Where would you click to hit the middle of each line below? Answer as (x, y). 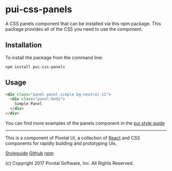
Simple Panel (28, 104)
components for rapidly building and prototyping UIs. (61, 143)
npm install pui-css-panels (35, 67)
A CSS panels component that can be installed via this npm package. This (83, 24)
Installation (24, 45)
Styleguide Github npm (29, 153)
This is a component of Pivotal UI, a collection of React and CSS (73, 138)
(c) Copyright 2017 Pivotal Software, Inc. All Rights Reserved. (70, 163)
